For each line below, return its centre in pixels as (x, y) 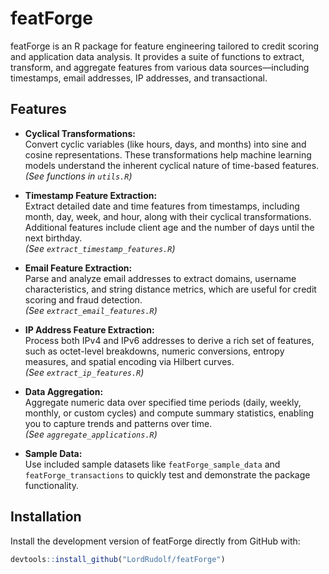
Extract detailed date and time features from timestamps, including (162, 206)
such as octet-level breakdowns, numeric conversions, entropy (154, 351)
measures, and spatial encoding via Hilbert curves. (129, 361)
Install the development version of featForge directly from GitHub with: (155, 541)
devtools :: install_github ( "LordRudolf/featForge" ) (118, 559)
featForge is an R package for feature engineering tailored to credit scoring (165, 46)
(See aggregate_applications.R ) (91, 434)
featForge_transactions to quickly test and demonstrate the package (167, 474)
